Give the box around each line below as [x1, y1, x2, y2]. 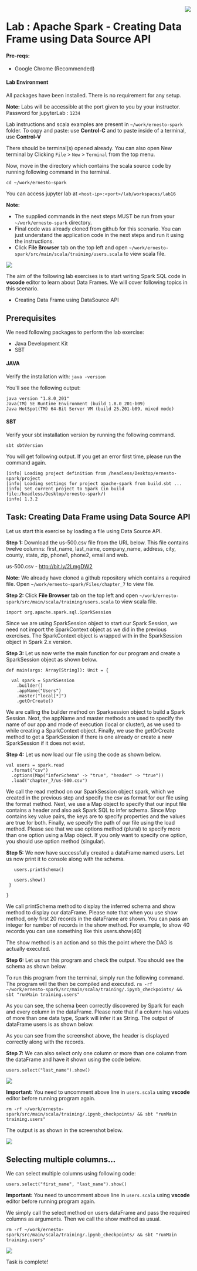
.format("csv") [11, 767, 49, 773]
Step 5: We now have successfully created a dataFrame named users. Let [6, 849, 185, 856]
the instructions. [14, 238, 54, 245]
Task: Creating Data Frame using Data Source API [6, 512, 191, 522]
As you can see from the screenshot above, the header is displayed [6, 1032, 169, 1039]
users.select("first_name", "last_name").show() [6, 1181, 127, 1187]
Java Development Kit [14, 340, 68, 347]
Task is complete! [6, 1258, 49, 1266]
